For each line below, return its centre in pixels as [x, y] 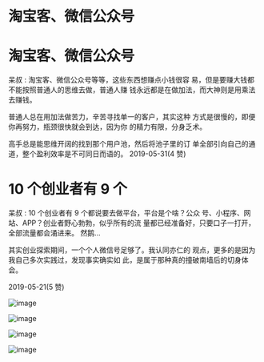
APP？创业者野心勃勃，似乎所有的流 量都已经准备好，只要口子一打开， [139, 223]
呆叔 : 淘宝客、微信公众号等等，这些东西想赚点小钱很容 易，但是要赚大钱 [128, 80]
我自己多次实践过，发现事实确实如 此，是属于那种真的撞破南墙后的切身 [125, 260]
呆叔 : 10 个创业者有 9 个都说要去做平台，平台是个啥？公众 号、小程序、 [126, 213]
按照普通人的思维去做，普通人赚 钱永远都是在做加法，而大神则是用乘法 [139, 90]
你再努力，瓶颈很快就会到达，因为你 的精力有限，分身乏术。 [107, 127]
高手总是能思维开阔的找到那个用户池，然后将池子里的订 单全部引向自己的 [128, 144]
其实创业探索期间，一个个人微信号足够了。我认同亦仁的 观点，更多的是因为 [132, 250]
